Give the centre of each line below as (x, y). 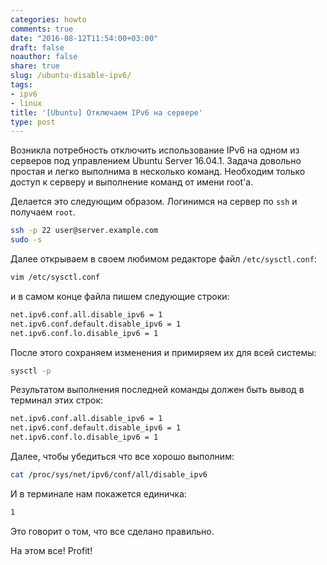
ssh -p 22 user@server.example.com (84, 231)
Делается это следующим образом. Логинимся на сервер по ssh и (154, 202)
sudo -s (26, 240)
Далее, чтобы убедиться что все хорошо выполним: (122, 456)
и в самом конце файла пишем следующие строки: (120, 296)
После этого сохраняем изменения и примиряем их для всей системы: (163, 352)
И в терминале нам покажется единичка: (98, 493)
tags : (21, 85)
